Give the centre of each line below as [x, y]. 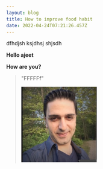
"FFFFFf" [32, 78]
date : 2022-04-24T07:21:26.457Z [47, 25]
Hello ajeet [20, 55]
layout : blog [23, 13]
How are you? [24, 67]
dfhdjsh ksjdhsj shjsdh [34, 43]
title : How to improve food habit [50, 19]
